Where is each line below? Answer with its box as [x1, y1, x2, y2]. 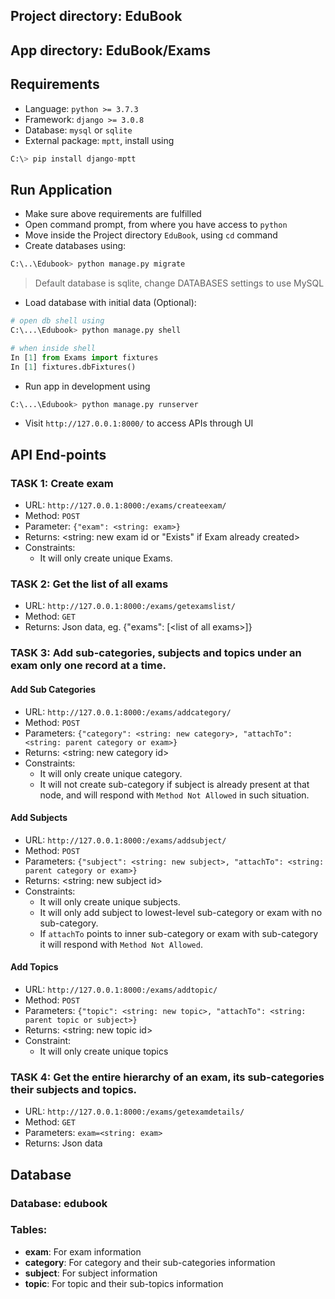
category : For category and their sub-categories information [24, 1256, 276, 1268]
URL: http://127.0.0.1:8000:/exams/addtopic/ [24, 983, 218, 995]
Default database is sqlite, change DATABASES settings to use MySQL [34, 277, 325, 289]
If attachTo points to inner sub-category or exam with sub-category [39, 927, 319, 939]
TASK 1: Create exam [10, 476, 114, 490]
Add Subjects [10, 812, 68, 824]
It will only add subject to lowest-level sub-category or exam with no [39, 906, 323, 918]
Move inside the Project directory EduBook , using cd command [24, 229, 278, 241]
